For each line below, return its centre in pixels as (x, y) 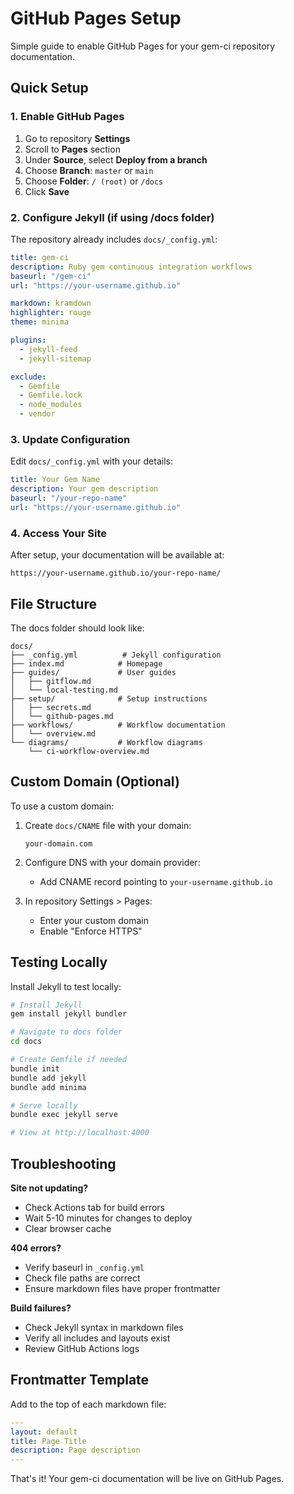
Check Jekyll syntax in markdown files (104, 1328)
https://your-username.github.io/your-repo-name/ (116, 573)
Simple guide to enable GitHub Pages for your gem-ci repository (143, 46)
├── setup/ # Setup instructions (109, 698)
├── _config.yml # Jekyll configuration (116, 655)
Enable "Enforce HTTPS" (91, 931)
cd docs (26, 1042)
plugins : (28, 340)
